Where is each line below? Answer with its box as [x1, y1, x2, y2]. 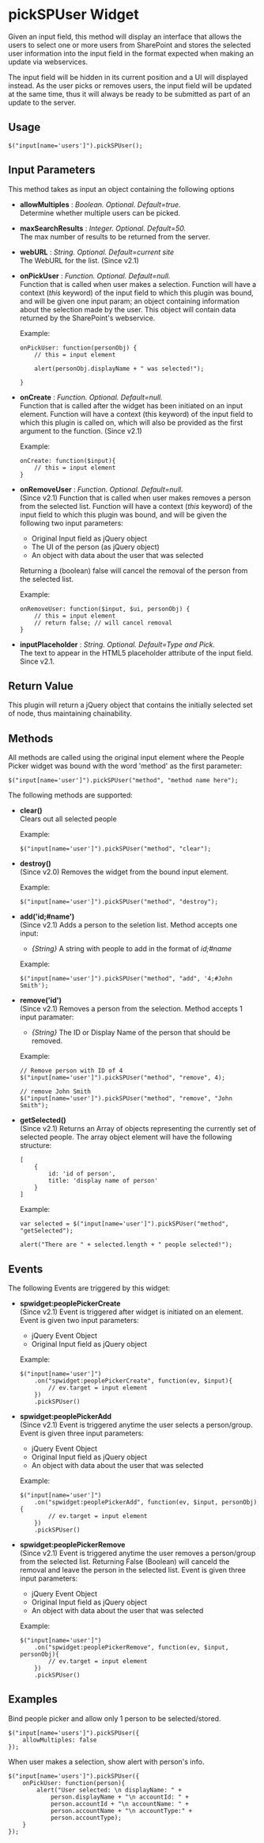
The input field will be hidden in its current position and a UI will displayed [8, 72, 248, 82]
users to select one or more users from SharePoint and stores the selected [8, 40, 251, 49]
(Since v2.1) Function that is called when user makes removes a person [19, 493, 251, 503]
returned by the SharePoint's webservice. [19, 313, 156, 323]
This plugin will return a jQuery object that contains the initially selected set [8, 700, 253, 710]
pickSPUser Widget [8, 6, 140, 24]
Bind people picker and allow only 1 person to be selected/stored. [8, 1714, 221, 1723]
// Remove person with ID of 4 [19, 1067, 123, 1075]
